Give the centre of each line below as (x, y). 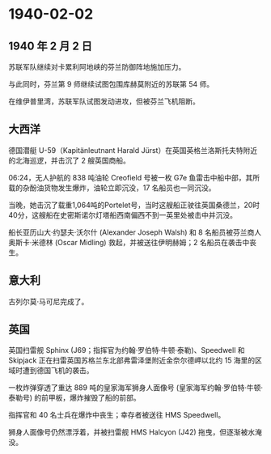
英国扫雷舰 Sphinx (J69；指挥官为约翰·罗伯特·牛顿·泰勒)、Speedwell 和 (127, 350)
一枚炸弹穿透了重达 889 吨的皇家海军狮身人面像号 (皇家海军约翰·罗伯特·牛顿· (136, 388)
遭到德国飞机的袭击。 (58, 371)
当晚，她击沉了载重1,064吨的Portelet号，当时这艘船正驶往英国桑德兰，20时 (134, 205)
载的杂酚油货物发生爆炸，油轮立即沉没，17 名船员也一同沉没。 (112, 188)
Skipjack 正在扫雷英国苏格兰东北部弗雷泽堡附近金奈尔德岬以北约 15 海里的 (132, 360)
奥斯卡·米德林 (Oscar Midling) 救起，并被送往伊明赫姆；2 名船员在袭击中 (129, 242)
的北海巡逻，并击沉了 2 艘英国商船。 (70, 160)
